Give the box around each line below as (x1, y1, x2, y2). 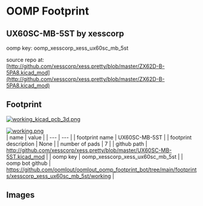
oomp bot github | (6, 159, 51, 167)
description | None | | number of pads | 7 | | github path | (6, 140, 148, 147)
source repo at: (6, 56, 44, 63)
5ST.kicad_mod (6, 153, 45, 160)
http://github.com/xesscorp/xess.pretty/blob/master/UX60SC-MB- (6, 147, 172, 154)
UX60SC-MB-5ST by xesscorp (6, 28, 124, 39)
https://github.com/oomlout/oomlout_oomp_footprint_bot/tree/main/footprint (6, 165, 197, 173)
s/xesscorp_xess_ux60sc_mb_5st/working (6, 172, 111, 179)
